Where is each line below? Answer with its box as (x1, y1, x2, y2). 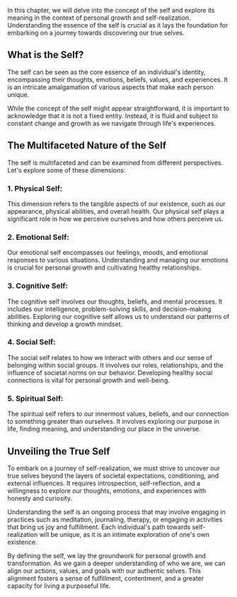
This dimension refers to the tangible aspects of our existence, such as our (7, 199, 226, 208)
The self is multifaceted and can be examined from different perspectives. (7, 158, 224, 167)
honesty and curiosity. (7, 494, 73, 502)
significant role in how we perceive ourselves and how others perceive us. (7, 214, 224, 223)
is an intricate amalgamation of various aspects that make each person (7, 83, 214, 91)
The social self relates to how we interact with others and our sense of (7, 353, 213, 361)
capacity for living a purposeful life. (7, 581, 111, 590)
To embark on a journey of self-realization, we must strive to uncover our (7, 463, 221, 473)
